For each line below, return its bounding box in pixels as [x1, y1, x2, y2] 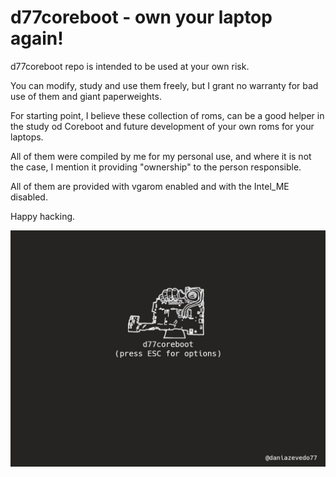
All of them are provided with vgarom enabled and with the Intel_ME [10, 180, 290, 192]
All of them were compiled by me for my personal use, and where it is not [10, 150, 312, 162]
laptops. [10, 131, 44, 143]
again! [10, 27, 64, 50]
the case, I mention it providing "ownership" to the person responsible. [10, 161, 302, 173]
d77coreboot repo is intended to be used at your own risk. [10, 60, 250, 72]
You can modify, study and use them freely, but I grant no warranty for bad [10, 79, 319, 91]
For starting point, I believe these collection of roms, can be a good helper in [10, 109, 325, 121]
